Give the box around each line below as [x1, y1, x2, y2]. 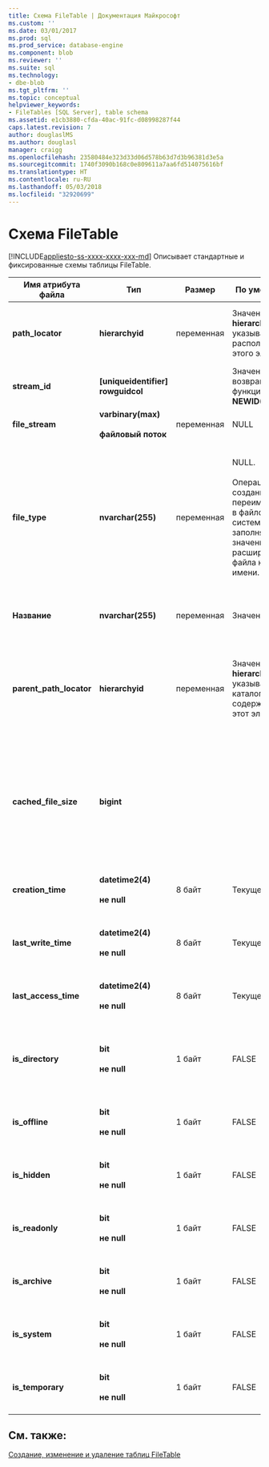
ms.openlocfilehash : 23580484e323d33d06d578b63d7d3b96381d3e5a [8, 153, 224, 161]
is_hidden [12, 1169, 50, 1180]
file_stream [12, 418, 56, 429]
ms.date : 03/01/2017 [8, 26, 78, 34]
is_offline [12, 1116, 48, 1127]
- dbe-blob [8, 78, 45, 86]
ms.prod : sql [8, 34, 52, 42]
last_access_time [12, 990, 80, 1001]
